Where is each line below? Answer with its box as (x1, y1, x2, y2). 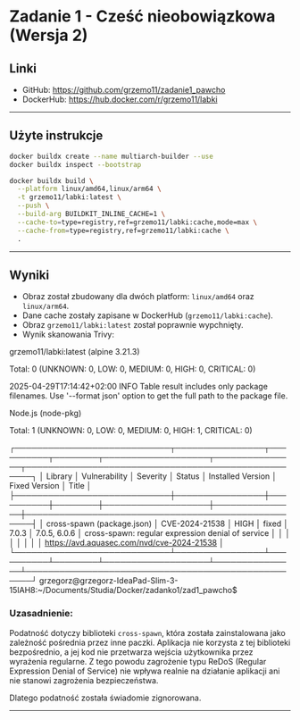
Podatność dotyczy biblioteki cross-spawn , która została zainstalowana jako (9, 627, 286, 638)
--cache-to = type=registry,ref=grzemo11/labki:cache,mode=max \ (17, 217, 257, 227)
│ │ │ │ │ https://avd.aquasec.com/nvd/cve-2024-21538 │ (9, 538, 225, 548)
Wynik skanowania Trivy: (21, 329, 114, 340)
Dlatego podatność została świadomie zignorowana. (9, 692, 202, 703)
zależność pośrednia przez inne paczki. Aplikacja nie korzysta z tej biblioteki (9, 637, 291, 648)
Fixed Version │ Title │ (9, 481, 92, 491)
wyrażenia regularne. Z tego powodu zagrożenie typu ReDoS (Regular (9, 656, 267, 666)
